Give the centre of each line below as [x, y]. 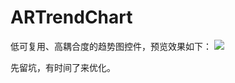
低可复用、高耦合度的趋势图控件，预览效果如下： [111, 46]
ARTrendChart [71, 17]
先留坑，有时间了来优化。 [63, 67]
